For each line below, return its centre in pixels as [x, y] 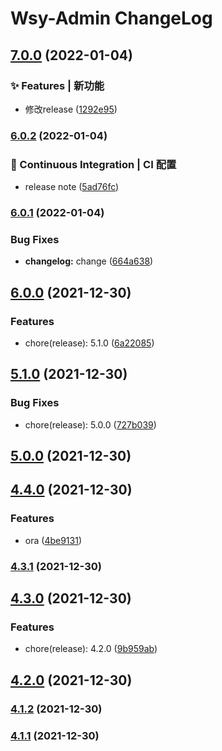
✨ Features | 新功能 [57, 85]
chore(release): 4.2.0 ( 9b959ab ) [91, 649]
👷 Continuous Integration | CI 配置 [93, 164]
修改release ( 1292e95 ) [71, 109]
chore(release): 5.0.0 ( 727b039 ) [90, 424]
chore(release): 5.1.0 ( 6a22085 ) [89, 343]
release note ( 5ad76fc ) [72, 187]
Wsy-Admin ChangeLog [111, 18]
